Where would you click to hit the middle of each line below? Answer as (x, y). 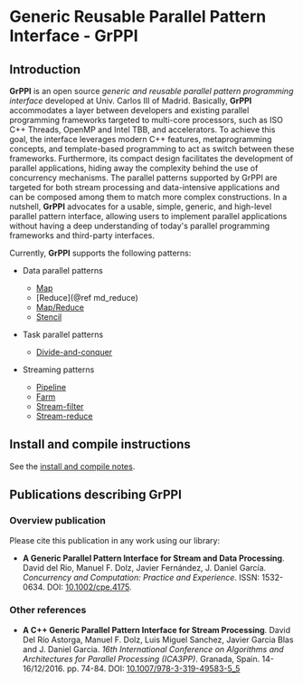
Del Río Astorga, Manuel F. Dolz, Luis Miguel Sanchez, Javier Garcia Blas (158, 640)
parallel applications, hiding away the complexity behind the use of (134, 168)
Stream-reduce (64, 416)
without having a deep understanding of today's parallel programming (140, 226)
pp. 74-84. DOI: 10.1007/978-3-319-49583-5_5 (153, 669)
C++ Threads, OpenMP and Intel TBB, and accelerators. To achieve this (142, 130)
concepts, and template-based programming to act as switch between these (152, 149)
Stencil (49, 317)
